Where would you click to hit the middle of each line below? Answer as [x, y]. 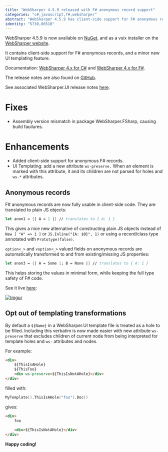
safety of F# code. [24, 278]
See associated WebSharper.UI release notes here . [57, 87]
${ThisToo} [25, 369]
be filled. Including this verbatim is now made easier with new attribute [78, 330]
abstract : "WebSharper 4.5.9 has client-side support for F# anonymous [81, 19]
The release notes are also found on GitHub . [51, 77]
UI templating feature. [27, 58]
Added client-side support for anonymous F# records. [68, 161]
